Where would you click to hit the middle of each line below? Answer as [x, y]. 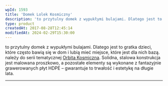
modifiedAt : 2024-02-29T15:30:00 [40, 33]
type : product [20, 24]
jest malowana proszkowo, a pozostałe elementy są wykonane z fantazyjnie [83, 63]
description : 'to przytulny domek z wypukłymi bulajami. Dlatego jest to [84, 19]
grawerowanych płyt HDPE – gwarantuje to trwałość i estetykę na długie [79, 68]
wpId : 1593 [16, 10]
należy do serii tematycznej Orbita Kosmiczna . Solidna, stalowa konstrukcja [83, 57]
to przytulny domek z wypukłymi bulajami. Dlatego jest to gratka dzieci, [79, 47]
